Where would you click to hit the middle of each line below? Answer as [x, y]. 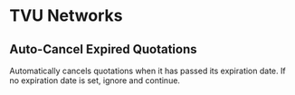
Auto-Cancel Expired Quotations [103, 49]
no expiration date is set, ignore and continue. [95, 81]
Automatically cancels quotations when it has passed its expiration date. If [148, 71]
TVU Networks [66, 16]
